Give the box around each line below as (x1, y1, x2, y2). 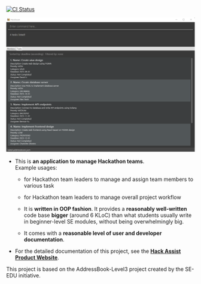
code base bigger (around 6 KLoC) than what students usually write (23, 212, 192, 219)
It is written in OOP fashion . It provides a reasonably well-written (23, 205, 187, 212)
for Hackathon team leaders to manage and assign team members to (23, 176, 193, 183)
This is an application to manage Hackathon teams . (14, 158, 145, 165)
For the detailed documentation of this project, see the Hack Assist (14, 247, 181, 255)
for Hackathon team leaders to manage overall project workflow (23, 194, 181, 201)
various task (23, 182, 54, 189)
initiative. (18, 271, 41, 279)
